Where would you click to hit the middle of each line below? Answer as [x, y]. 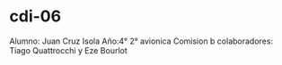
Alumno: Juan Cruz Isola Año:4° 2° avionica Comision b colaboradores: [141, 41]
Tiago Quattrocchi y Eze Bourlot [68, 50]
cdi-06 [35, 16]
